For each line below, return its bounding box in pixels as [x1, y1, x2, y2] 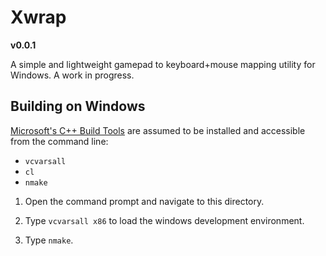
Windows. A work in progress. [10, 69, 135, 81]
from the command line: [10, 135, 109, 147]
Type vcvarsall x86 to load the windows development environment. [24, 214, 305, 226]
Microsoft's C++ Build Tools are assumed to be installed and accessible [10, 124, 306, 136]
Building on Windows [10, 98, 146, 115]
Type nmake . [24, 234, 74, 246]
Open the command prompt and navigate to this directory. [24, 195, 265, 207]
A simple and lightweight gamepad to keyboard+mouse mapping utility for [10, 58, 316, 70]
